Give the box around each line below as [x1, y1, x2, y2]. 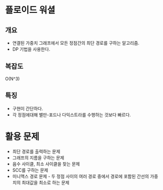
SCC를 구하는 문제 [12, 167, 49, 173]
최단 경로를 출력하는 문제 [12, 148, 60, 154]
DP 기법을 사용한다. [12, 46, 51, 52]
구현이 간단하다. [12, 105, 43, 111]
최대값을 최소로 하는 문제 [21, 180, 69, 186]
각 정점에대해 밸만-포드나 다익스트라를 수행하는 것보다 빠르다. [12, 111, 131, 117]
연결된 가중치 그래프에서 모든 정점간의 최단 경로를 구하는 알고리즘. [12, 40, 140, 46]
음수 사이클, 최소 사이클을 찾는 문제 [12, 161, 80, 167]
